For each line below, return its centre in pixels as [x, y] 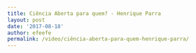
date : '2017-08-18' [36, 26]
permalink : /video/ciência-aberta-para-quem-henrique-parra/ [98, 39]
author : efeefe [29, 33]
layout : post [26, 20]
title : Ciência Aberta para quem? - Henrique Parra [84, 13]
